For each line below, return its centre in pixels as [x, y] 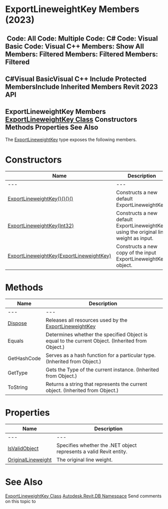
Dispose [17, 323]
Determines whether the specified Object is [97, 334]
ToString [18, 387]
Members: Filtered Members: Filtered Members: [82, 54]
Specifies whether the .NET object [97, 445]
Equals [16, 341]
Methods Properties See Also [52, 127]
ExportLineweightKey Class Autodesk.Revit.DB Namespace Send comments [83, 496]
